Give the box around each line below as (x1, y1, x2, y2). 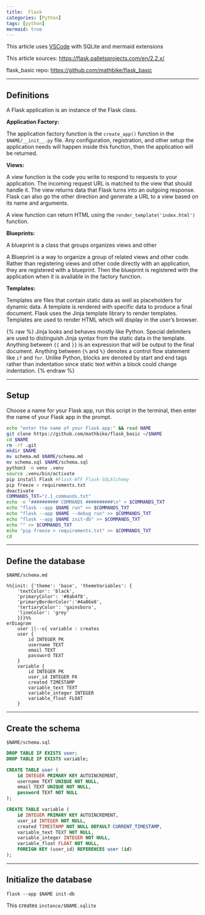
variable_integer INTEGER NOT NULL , (17, 835, 111, 841)
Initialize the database (6, 875, 93, 885)
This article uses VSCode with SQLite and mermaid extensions (6, 43, 164, 50)
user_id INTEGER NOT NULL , (17, 818, 86, 824)
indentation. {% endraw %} (6, 367, 75, 374)
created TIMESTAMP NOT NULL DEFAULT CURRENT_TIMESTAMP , (17, 823, 163, 830)
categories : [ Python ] (6, 15, 62, 21)
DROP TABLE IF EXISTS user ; (6, 750, 78, 756)
